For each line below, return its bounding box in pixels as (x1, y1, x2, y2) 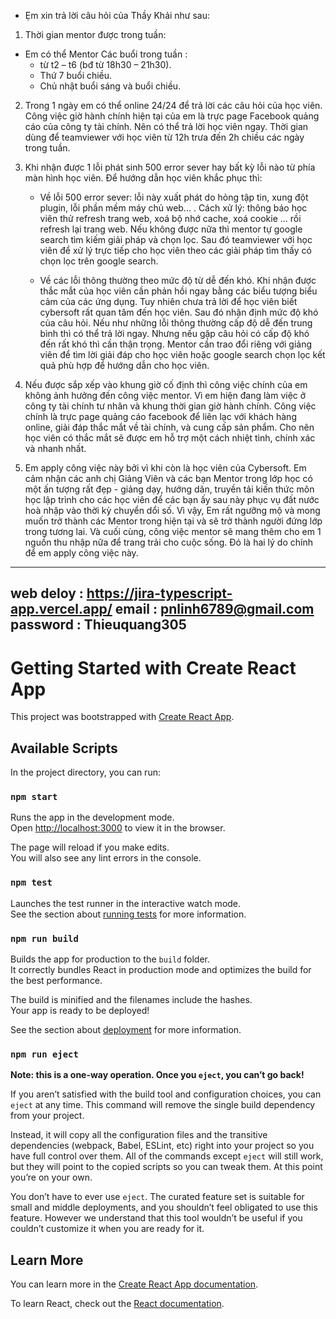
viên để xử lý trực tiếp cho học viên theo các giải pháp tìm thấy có (39, 245, 312, 256)
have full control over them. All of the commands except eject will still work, (10, 1150, 324, 1162)
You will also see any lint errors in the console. (10, 852, 202, 864)
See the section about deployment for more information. (10, 1024, 242, 1036)
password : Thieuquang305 (10, 616, 187, 634)
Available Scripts (10, 740, 118, 757)
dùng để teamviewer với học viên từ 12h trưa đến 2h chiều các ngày (24, 131, 305, 143)
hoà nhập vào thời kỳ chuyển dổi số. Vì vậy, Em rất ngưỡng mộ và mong (24, 505, 321, 516)
